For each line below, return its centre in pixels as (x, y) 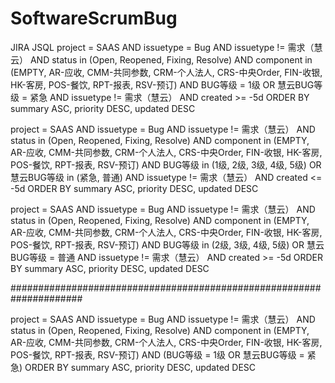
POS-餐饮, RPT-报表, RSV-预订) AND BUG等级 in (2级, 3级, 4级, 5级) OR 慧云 (167, 244)
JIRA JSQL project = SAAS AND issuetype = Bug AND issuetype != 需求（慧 (166, 47)
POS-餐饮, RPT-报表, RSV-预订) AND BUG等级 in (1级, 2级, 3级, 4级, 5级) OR (166, 164)
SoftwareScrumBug (94, 18)
